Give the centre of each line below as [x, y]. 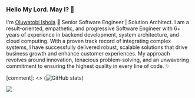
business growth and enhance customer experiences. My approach [88, 54]
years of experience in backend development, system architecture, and [93, 35]
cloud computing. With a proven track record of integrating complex [89, 41]
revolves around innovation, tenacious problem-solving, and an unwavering [98, 60]
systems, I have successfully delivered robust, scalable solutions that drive [97, 47]
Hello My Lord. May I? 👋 [40, 9]
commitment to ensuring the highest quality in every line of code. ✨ [88, 66]
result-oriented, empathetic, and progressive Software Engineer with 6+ [93, 28]
